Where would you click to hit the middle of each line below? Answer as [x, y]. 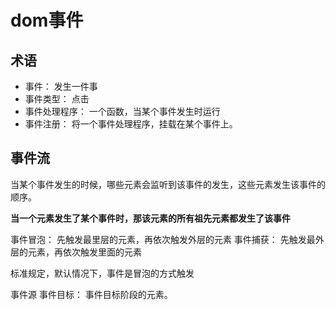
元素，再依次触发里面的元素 [84, 252]
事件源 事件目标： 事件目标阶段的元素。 [91, 294]
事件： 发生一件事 [61, 86]
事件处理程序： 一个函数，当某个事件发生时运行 [122, 111]
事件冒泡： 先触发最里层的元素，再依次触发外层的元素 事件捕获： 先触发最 [163, 239]
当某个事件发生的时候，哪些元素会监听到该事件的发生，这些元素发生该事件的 [168, 184]
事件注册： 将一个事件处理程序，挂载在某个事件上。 [131, 124]
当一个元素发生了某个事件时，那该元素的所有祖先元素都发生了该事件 [150, 218]
